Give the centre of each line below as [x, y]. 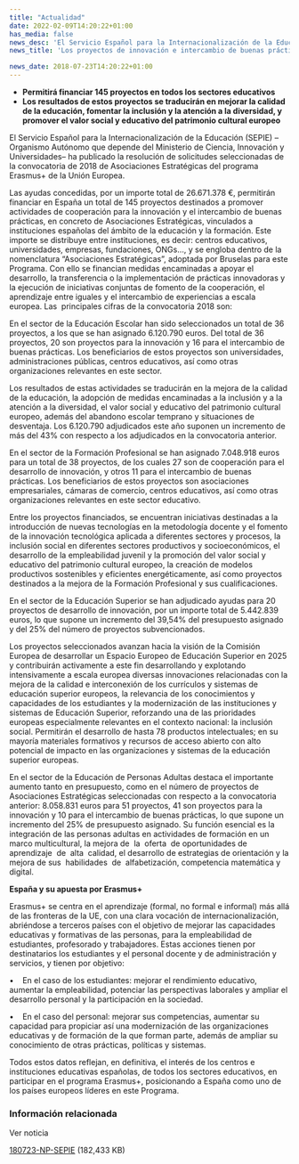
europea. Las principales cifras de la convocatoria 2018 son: [121, 306]
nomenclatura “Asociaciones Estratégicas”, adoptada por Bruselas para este [149, 259]
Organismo [29, 147]
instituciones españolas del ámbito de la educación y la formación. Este [140, 231]
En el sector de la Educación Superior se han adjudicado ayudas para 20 [142, 601]
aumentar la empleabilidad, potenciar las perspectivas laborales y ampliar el [149, 990]
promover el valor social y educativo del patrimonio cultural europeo [151, 120]
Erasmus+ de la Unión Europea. [67, 175]
